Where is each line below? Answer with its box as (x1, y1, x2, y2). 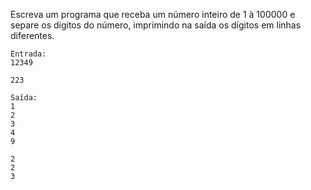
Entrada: (10, 49, 47, 59)
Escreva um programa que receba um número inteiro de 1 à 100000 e (10, 9, 296, 20)
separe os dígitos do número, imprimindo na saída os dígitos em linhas (10, 19, 302, 31)
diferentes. (10, 30, 55, 41)
